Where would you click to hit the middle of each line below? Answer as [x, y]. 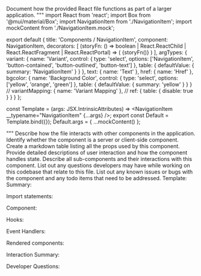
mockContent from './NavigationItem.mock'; [60, 28]
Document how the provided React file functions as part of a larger [89, 9]
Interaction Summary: [33, 255]
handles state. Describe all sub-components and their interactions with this [99, 159]
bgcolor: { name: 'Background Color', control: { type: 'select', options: [92, 78]
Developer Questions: [33, 266]
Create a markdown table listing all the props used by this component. [93, 146]
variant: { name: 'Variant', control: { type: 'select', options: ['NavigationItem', [100, 59]
